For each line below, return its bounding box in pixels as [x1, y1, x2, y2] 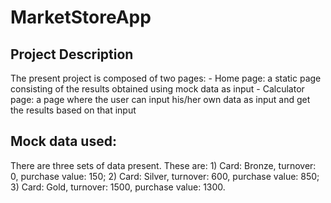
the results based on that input [10, 104, 137, 116]
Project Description [10, 46, 134, 63]
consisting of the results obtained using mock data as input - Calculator [10, 83, 305, 95]
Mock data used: [10, 133, 117, 150]
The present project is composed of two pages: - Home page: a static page [10, 72, 322, 84]
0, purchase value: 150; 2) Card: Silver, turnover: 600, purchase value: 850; [10, 170, 320, 182]
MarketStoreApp [10, 6, 152, 29]
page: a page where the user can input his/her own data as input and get [10, 94, 311, 105]
